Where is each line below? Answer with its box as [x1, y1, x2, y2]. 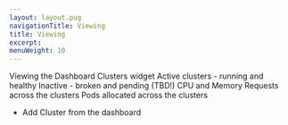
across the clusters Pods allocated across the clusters [9, 90, 208, 101]
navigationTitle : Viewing [9, 21, 105, 30]
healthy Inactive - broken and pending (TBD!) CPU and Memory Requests [9, 80, 279, 91]
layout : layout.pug [9, 12, 82, 22]
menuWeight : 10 [9, 46, 66, 55]
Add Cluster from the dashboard [21, 107, 142, 118]
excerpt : [9, 37, 42, 47]
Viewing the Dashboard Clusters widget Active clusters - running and [9, 71, 264, 81]
